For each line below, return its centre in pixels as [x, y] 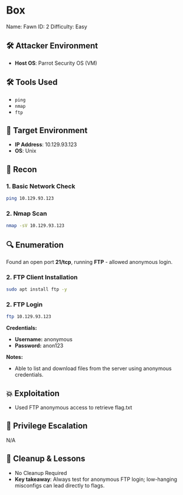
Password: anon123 [39, 346]
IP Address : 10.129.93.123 [46, 144]
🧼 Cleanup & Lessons [46, 459]
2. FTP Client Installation [42, 277]
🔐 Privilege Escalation [47, 426]
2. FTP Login [24, 305]
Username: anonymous [43, 339]
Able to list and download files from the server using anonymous [93, 368]
